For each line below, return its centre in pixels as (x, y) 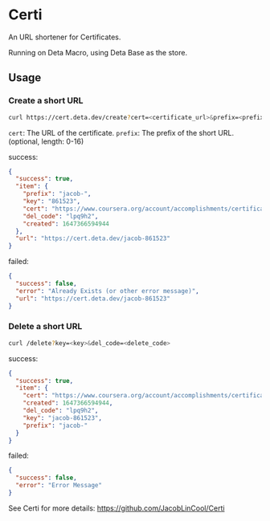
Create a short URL (46, 100)
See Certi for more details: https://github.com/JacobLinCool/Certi (117, 508)
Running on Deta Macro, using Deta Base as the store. (98, 52)
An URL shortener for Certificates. (65, 37)
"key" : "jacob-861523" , (63, 418)
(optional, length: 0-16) (46, 141)
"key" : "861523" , (52, 201)
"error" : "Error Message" (59, 486)
